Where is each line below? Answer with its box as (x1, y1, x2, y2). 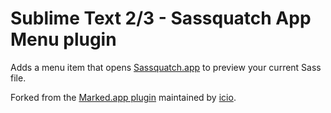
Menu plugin (10, 28, 117, 51)
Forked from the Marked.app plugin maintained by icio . (10, 91, 237, 103)
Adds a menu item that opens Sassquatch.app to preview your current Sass (10, 61, 322, 73)
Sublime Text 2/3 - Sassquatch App (10, 7, 312, 30)
